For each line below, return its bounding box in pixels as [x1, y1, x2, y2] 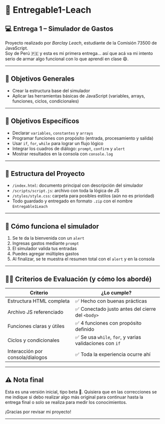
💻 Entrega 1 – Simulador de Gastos [5, 25, 114, 33]
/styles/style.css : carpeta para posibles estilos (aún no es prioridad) [12, 193, 155, 199]
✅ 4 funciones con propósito [75, 320, 141, 326]
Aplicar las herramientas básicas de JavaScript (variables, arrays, [12, 93, 145, 99]
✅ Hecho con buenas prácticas [75, 298, 147, 304]
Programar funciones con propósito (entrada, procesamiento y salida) [12, 135, 154, 141]
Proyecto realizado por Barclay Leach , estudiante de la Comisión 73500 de [5, 40, 157, 46]
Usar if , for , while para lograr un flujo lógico [12, 140, 104, 146]
